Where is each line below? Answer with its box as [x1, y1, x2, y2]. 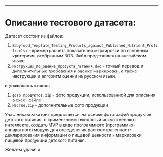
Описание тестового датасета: [5, 17, 136, 28]
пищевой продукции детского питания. [5, 137, 86, 143]
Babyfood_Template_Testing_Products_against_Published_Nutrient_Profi [12, 43, 158, 48]
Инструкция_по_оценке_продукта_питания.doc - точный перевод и [12, 63, 144, 69]
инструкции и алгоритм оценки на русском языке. [12, 73, 117, 79]
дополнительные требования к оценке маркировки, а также [12, 68, 137, 74]
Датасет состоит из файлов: [5, 33, 64, 39]
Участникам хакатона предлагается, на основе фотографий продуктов [5, 112, 152, 117]
